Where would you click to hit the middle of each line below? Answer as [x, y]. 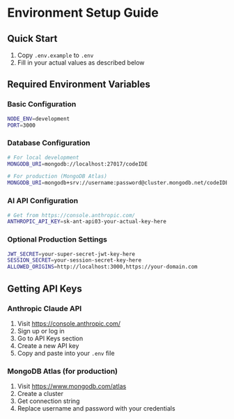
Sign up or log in [41, 331]
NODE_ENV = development [39, 119]
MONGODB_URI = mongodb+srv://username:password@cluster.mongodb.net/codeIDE [118, 183]
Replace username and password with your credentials [96, 409]
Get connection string [48, 401]
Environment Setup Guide [83, 13]
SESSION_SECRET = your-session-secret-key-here [74, 260]
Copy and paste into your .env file [66, 353]
